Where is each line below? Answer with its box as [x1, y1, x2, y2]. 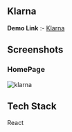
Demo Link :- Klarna [7, 23, 65, 32]
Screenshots [7, 44, 64, 56]
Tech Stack [7, 100, 57, 112]
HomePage [7, 65, 45, 75]
